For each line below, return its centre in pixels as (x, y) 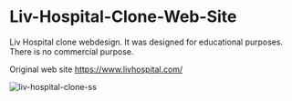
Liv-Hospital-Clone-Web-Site (123, 17)
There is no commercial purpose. (72, 51)
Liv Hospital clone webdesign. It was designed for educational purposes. (146, 42)
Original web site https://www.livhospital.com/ (96, 69)
